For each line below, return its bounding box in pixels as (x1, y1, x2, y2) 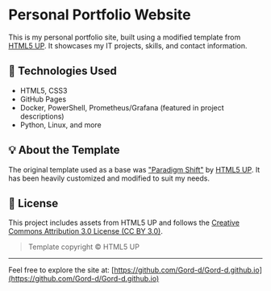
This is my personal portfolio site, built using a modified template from (8, 32, 241, 42)
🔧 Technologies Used (8, 64, 117, 78)
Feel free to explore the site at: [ (8, 265, 115, 275)
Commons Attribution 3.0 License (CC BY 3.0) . (8, 227, 164, 236)
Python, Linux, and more (19, 119, 102, 130)
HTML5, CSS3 (19, 85, 68, 95)
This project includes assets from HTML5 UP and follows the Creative (8, 218, 240, 227)
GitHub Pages (19, 94, 67, 104)
